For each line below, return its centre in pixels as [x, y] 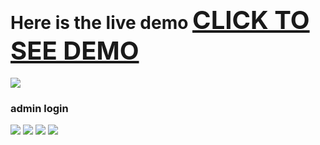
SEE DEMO [75, 51]
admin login [39, 108]
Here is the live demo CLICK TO [160, 20]
